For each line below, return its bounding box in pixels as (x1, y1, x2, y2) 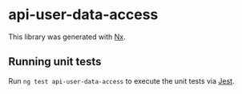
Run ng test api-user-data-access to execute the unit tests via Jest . (8, 76, 235, 85)
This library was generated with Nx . (8, 32, 126, 41)
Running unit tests (8, 55, 102, 69)
